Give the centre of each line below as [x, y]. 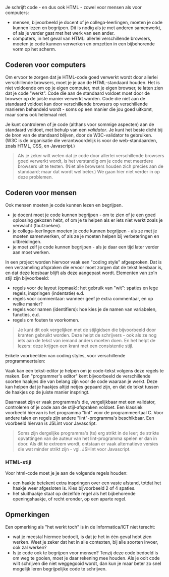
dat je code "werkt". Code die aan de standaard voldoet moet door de [78, 93]
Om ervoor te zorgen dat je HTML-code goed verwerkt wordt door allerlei [81, 77]
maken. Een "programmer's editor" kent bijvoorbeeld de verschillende [78, 376]
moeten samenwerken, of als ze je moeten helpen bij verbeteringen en [86, 236]
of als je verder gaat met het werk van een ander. [64, 33]
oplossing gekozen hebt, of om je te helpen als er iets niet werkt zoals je [88, 220]
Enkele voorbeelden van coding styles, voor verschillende [65, 355]
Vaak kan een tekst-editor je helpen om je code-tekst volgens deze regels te [84, 370]
